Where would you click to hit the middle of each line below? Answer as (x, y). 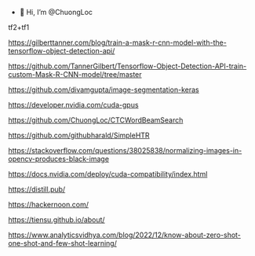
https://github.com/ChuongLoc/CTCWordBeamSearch (96, 120)
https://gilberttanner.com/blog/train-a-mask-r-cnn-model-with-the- (118, 42)
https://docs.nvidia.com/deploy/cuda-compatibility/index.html (108, 174)
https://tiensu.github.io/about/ (56, 219)
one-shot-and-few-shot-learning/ (63, 243)
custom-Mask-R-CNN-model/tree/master (75, 74)
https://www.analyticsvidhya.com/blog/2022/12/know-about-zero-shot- (125, 235)
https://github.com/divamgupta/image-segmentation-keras (104, 90)
